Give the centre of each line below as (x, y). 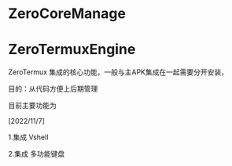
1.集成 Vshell (28, 137)
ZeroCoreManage (67, 14)
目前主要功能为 (32, 106)
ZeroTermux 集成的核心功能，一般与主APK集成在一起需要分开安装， (118, 72)
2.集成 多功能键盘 (37, 154)
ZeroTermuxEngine (72, 50)
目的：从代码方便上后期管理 (53, 89)
